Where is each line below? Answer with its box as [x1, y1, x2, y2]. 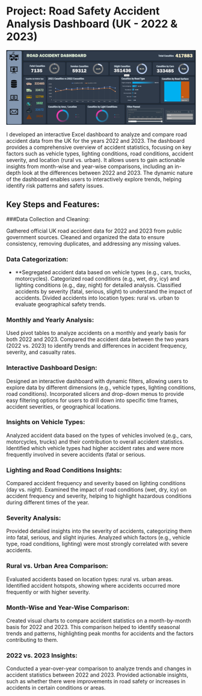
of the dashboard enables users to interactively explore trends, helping [6, 175, 182, 183]
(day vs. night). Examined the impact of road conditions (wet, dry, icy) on [6, 486, 187, 494]
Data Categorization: [6, 255, 69, 263]
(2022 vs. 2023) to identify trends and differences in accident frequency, [6, 342, 188, 350]
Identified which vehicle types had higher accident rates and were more [6, 444, 185, 451]
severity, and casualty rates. [6, 348, 76, 356]
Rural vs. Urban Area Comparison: [6, 562, 108, 570]
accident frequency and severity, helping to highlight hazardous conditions [6, 492, 192, 500]
